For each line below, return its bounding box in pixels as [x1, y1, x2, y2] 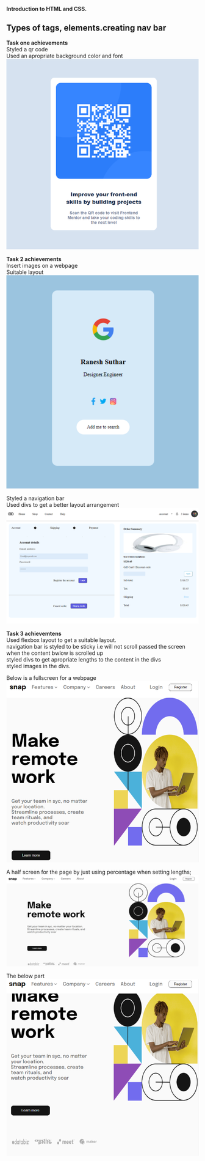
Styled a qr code [6, 45, 48, 53]
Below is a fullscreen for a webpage [6, 674, 96, 682]
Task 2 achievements [6, 256, 62, 263]
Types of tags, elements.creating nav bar [6, 23, 167, 33]
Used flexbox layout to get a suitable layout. [6, 636, 117, 644]
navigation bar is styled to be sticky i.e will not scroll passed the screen [6, 643, 186, 651]
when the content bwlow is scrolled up [6, 649, 104, 657]
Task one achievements [6, 39, 68, 46]
